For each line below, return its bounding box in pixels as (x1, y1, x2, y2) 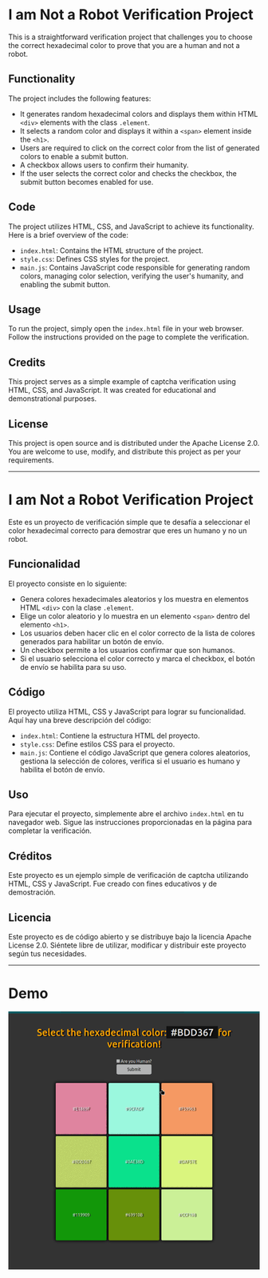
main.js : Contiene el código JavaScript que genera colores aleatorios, (19, 747, 251, 757)
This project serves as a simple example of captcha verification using (8, 377, 237, 387)
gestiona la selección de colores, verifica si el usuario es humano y (19, 756, 241, 766)
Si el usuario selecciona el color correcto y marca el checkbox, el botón (19, 654, 255, 663)
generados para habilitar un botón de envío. (19, 636, 164, 646)
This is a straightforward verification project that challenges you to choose (8, 32, 253, 42)
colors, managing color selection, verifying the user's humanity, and (19, 270, 244, 281)
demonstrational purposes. (8, 394, 97, 403)
